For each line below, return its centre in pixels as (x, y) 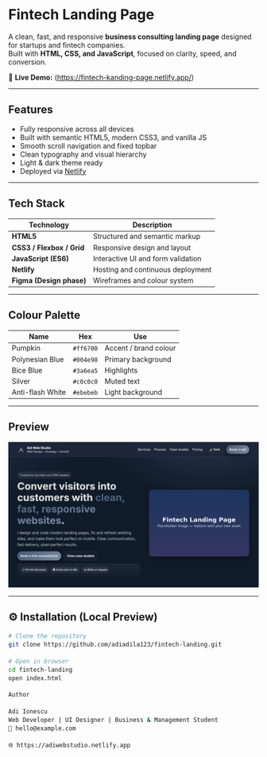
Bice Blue (27, 370)
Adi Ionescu (28, 712)
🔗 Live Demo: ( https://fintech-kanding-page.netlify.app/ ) (101, 77)
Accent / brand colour (140, 348)
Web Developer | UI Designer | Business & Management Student (113, 720)
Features (31, 110)
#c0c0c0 (85, 382)
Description (152, 225)
